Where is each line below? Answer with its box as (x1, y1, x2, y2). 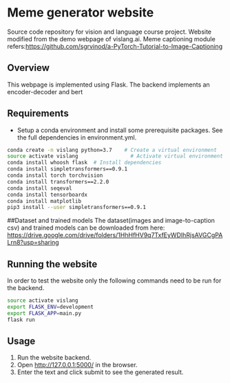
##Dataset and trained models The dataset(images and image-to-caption (7, 217, 216, 225)
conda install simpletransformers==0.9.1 (7, 166, 128, 173)
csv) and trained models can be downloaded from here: (7, 223, 165, 232)
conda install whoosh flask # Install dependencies (7, 160, 162, 166)
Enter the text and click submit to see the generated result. (17, 368, 184, 376)
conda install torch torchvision (7, 172, 103, 179)
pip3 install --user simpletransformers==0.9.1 (7, 204, 147, 211)
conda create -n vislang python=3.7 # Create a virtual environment (7, 146, 217, 153)
